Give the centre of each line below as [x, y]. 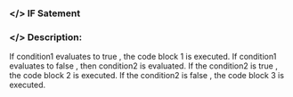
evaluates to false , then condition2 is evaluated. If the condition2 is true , [143, 66]
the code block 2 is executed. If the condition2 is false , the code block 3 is [147, 76]
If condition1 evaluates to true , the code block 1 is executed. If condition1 [143, 57]
